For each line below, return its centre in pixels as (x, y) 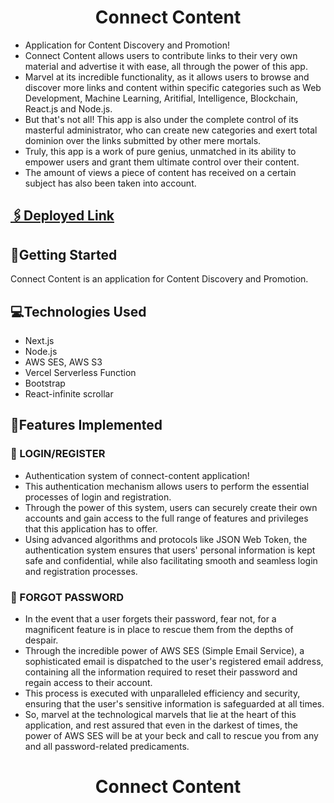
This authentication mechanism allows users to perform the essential (167, 486)
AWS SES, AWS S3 (63, 362)
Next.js (39, 340)
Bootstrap (45, 383)
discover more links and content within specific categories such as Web (173, 87)
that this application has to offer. (91, 528)
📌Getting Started (64, 254)
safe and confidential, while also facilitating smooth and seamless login (171, 560)
